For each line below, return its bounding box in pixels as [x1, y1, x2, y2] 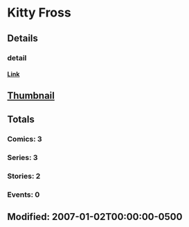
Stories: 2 [7, 171, 41, 181]
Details [7, 32, 38, 44]
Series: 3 [7, 152, 38, 162]
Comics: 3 [7, 134, 43, 144]
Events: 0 [7, 190, 40, 199]
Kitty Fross [7, 5, 71, 21]
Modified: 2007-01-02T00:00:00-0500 [7, 210, 183, 222]
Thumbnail [7, 90, 55, 101]
